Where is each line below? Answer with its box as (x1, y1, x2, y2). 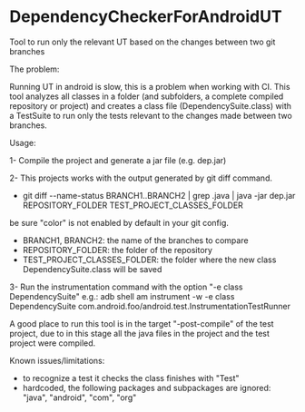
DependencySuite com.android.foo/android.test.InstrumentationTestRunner (9, 300, 291, 311)
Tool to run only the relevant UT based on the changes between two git (9, 36, 276, 47)
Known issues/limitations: (9, 355, 105, 366)
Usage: (9, 137, 36, 148)
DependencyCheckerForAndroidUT (9, 6, 283, 27)
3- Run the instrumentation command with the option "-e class (9, 281, 243, 292)
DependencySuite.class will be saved (22, 263, 162, 274)
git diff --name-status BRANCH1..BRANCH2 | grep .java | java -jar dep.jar (22, 190, 296, 201)
